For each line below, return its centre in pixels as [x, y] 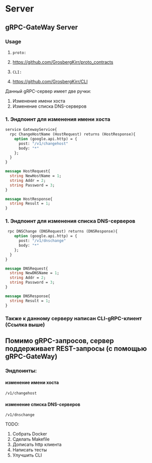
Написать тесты [30, 450]
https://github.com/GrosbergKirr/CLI [50, 81]
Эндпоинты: [21, 370]
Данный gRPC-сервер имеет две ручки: [48, 91]
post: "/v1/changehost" [43, 143]
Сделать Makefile [31, 439]
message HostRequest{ [28, 171]
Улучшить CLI [27, 455]
